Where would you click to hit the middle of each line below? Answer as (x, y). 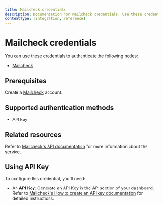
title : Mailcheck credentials (36, 9)
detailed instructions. (33, 198)
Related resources (33, 135)
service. (13, 152)
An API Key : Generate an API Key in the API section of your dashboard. (83, 188)
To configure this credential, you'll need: (45, 178)
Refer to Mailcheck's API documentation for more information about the (76, 146)
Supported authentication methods (59, 108)
